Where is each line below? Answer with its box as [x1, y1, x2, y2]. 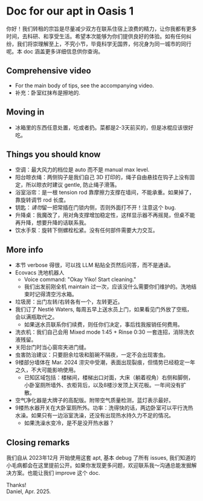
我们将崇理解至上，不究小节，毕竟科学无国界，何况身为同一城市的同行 [16, 40, 192, 47]
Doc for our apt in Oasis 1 [6, 4, 134, 18]
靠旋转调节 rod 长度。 [14, 196, 69, 204]
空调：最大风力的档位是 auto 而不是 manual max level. [14, 166, 150, 173]
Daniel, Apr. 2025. [6, 488, 51, 495]
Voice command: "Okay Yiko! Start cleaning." [24, 276, 137, 283]
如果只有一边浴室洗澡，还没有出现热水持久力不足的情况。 [31, 412, 174, 419]
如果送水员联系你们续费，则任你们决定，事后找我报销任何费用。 [24, 321, 183, 328]
